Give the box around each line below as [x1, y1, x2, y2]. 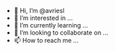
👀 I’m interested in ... [13, 14, 73, 22]
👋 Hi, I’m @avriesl [13, 7, 65, 14]
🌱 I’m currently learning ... [13, 21, 89, 29]
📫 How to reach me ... [13, 37, 79, 44]
